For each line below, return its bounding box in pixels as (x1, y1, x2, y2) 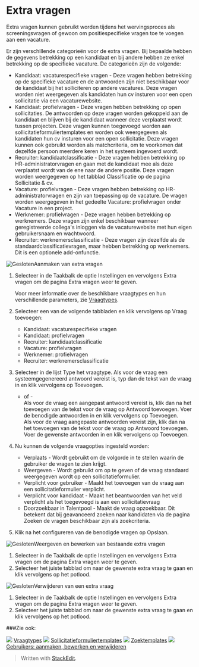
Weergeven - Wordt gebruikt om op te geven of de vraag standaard (23, 466, 189, 473)
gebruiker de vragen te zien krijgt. (23, 460, 107, 467)
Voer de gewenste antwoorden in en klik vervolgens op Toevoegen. (23, 431, 189, 438)
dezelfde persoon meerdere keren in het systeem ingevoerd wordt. (14, 147, 179, 155)
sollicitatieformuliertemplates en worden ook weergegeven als (14, 129, 168, 136)
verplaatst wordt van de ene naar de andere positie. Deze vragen (14, 166, 174, 173)
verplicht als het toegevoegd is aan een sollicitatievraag (23, 498, 160, 505)
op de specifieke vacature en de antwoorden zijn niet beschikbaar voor (14, 78, 189, 85)
